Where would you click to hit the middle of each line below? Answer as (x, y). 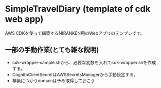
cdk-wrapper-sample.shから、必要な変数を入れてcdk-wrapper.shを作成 (84, 62)
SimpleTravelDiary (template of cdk (78, 9)
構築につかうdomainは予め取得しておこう (54, 80)
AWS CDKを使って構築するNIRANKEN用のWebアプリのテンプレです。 (75, 33)
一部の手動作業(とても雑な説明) (52, 50)
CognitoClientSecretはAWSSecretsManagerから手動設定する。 (75, 74)
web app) (24, 19)
